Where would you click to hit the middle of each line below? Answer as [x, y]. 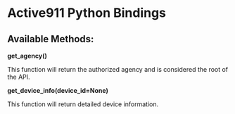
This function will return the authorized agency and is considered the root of [118, 69]
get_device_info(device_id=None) [58, 90]
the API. [19, 77]
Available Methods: [51, 39]
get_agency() [27, 56]
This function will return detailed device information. [83, 104]
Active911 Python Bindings [87, 13]
